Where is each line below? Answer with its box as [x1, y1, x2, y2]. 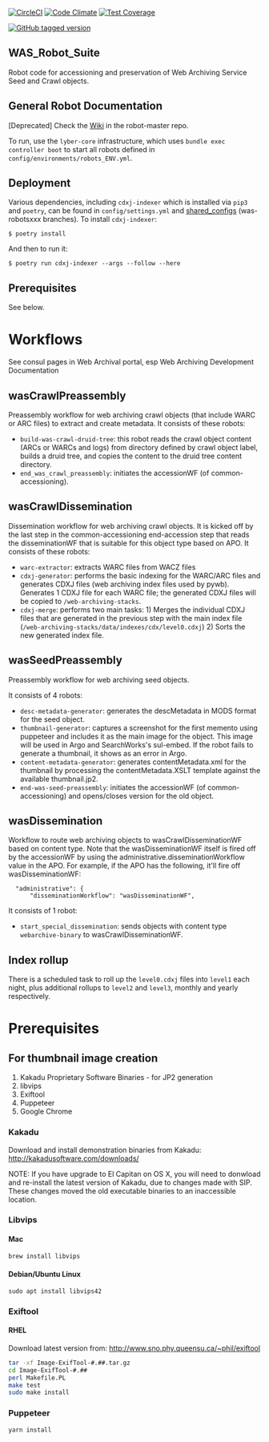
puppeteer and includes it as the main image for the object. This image [19, 731, 254, 741]
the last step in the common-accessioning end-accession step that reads [8, 530, 250, 539]
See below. [8, 303, 45, 312]
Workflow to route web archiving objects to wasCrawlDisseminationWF [8, 836, 243, 845]
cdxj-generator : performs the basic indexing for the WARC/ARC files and [19, 570, 261, 580]
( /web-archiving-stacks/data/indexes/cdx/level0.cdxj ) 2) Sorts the [19, 622, 246, 631]
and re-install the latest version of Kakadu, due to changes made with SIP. [8, 1178, 252, 1187]
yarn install [8, 1426, 52, 1434]
